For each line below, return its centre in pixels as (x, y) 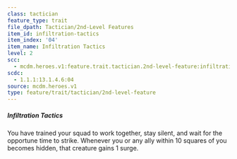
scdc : (15, 73)
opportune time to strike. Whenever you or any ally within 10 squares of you (117, 141)
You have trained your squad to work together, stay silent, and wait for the (115, 133)
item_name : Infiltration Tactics (56, 47)
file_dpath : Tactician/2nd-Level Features (71, 27)
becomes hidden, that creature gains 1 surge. (73, 148)
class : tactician (33, 14)
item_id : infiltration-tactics (53, 34)
